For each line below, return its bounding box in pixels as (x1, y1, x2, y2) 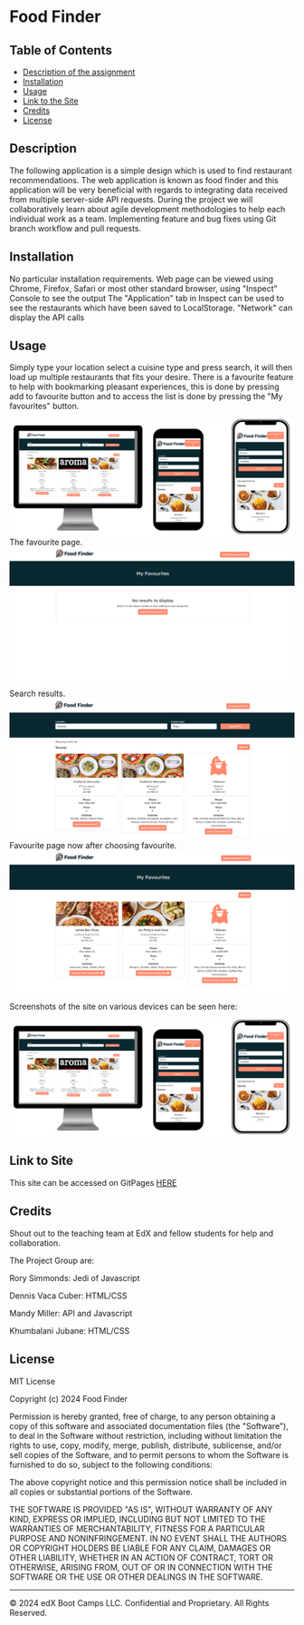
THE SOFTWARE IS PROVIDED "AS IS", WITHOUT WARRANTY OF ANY (9, 1503, 273, 1514)
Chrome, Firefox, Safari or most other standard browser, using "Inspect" (9, 283, 278, 294)
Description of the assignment (22, 66, 136, 77)
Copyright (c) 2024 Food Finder (9, 1393, 128, 1404)
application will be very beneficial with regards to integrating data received (9, 184, 288, 195)
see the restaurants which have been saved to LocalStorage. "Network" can (9, 302, 293, 313)
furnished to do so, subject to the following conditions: (9, 1459, 213, 1470)
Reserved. (9, 1607, 48, 1618)
